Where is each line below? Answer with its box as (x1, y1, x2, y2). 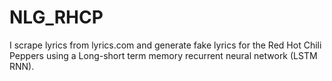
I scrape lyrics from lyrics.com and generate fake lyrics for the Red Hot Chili (9, 39, 322, 51)
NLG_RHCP (9, 6, 104, 29)
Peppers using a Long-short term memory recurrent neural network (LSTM (9, 49, 318, 61)
